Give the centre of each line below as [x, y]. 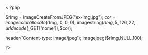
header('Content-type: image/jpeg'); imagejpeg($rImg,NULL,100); [74, 38]
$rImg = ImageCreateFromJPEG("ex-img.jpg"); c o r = [61, 17]
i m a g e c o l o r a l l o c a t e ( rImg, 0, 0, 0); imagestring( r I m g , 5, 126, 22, [70, 23]
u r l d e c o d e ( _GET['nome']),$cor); [39, 28]
